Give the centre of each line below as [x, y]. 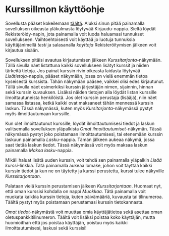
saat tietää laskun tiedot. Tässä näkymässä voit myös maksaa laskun [76, 145]
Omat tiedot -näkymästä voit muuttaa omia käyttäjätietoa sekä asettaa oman [84, 212]
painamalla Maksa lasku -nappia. [39, 150]
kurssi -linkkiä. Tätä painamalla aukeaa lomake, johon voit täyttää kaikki [79, 165]
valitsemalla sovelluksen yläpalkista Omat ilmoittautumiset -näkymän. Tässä [83, 129]
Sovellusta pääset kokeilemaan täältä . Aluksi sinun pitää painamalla [75, 23]
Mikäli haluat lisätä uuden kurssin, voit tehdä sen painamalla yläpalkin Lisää [84, 160]
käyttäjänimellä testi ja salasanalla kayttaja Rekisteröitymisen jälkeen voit [81, 44]
